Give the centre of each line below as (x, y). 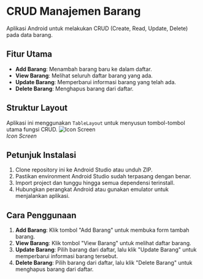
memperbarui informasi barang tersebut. (67, 256)
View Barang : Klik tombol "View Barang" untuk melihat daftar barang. (103, 243)
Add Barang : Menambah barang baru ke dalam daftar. (83, 69)
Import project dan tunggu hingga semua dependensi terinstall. (95, 183)
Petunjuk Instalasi (41, 155)
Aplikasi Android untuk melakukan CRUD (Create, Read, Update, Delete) (97, 28)
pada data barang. (30, 34)
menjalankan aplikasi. (42, 196)
